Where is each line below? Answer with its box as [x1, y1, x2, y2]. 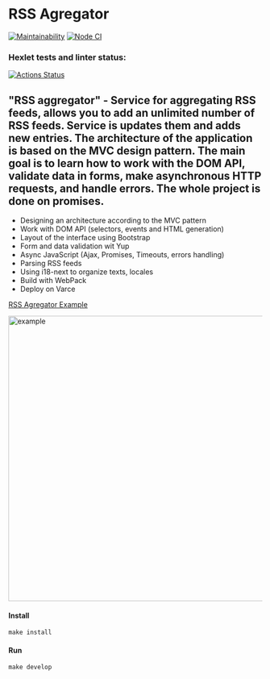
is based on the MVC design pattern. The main [8, 144, 246, 157]
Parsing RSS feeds [19, 259, 82, 269]
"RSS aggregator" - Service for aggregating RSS [8, 94, 256, 107]
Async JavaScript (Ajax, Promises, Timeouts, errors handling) [19, 250, 225, 260]
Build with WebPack [19, 276, 87, 285]
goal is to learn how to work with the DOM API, [8, 156, 246, 170]
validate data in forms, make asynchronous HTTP [8, 169, 262, 182]
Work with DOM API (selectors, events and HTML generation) [19, 224, 224, 234]
